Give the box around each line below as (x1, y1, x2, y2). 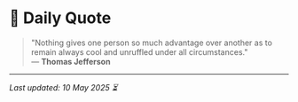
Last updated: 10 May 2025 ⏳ (9, 82, 118, 92)
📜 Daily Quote (9, 8, 112, 28)
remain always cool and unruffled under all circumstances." (30, 46, 248, 57)
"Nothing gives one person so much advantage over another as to (30, 37, 273, 48)
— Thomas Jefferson (30, 56, 111, 67)
